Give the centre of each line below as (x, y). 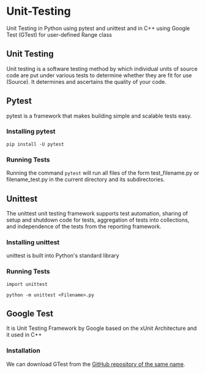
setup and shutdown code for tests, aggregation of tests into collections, (98, 220)
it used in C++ (24, 335)
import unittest (27, 284)
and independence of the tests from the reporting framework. (84, 226)
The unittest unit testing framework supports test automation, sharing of (97, 213)
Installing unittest (33, 242)
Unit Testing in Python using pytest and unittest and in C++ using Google (98, 28)
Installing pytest (31, 132)
